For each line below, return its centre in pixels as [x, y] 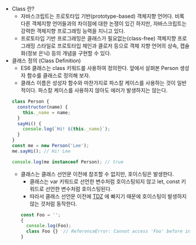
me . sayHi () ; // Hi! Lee [41, 151]
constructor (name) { [43, 107]
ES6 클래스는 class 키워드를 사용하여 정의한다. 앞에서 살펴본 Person [99, 68]
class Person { [30, 101]
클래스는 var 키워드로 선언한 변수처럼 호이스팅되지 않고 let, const [105, 181]
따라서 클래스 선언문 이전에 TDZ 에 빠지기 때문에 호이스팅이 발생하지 [108, 196]
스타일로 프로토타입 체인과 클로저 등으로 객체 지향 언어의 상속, [107, 46]
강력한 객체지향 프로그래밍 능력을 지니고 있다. [73, 31]
